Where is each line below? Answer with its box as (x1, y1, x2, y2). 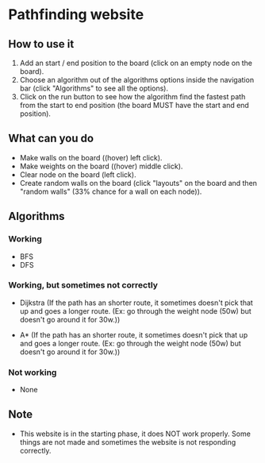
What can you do (8, 132, 94, 145)
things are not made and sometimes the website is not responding (19, 437, 236, 446)
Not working (8, 367, 57, 378)
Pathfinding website (8, 6, 144, 24)
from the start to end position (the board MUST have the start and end (19, 101, 250, 110)
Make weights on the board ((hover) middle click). (19, 161, 183, 171)
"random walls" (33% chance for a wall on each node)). (19, 187, 202, 196)
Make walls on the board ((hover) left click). (19, 152, 163, 162)
